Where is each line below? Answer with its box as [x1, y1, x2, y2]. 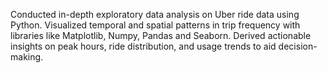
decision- [278, 40, 318, 52]
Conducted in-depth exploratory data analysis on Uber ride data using [10, 9, 300, 20]
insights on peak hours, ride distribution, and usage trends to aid [10, 40, 277, 52]
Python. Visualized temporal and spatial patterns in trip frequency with [10, 19, 301, 31]
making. [10, 51, 44, 63]
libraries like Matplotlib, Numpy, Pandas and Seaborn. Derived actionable [10, 30, 312, 41]
